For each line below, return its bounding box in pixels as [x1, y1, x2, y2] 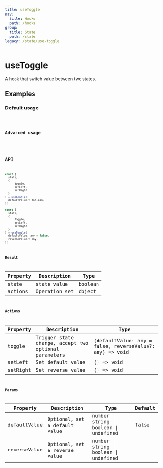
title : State [9, 30, 36, 35]
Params [5, 387, 18, 392]
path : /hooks [9, 20, 36, 26]
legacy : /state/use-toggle [5, 39, 60, 44]
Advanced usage [5, 130, 41, 135]
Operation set [35, 288, 74, 295]
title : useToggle [5, 7, 40, 12]
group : [5, 25, 18, 30]
